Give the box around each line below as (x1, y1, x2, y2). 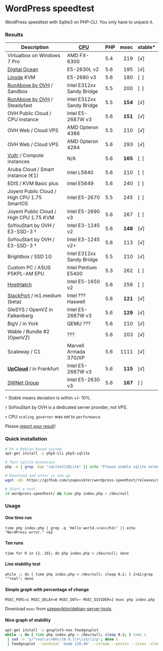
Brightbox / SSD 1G (7, 253, 52, 260)
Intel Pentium (67, 264, 97, 271)
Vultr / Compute (7, 152, 44, 159)
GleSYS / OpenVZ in (7, 306, 53, 313)
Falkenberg (7, 313, 33, 319)
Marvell (67, 342, 84, 349)
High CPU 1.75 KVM (7, 214, 54, 221)
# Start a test (5, 486, 36, 492)
